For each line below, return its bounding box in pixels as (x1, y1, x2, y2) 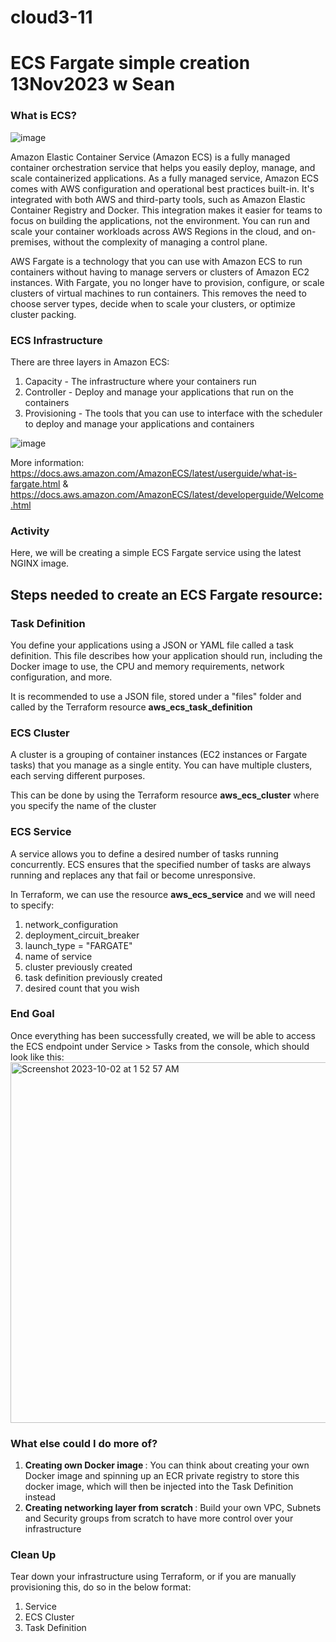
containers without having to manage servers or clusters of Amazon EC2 (10, 266, 310, 278)
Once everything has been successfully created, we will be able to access (10, 1029, 317, 1041)
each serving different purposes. (10, 770, 146, 782)
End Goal (10, 1007, 55, 1021)
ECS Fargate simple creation (10, 52, 251, 75)
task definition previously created (24, 971, 163, 983)
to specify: (10, 899, 55, 911)
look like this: (10, 1051, 65, 1063)
